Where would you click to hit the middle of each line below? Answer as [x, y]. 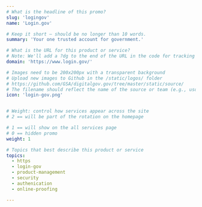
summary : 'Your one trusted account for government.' [75, 40]
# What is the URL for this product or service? [68, 51]
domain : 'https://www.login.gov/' [50, 62]
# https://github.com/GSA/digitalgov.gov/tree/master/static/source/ [95, 84]
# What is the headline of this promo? [56, 12]
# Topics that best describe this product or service [75, 150]
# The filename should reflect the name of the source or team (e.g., [96, 89]
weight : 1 [19, 139]
